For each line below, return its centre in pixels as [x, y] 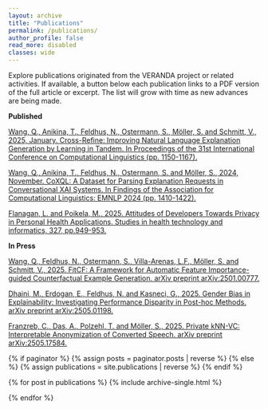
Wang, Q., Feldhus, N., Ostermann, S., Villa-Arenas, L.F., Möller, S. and [124, 261]
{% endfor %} [31, 398]
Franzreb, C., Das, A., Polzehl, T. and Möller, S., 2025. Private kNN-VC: [124, 326]
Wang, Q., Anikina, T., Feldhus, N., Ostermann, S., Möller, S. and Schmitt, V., [132, 132]
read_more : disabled [43, 45]
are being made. [35, 101]
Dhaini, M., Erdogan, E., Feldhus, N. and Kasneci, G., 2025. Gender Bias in [130, 293]
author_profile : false [46, 38]
